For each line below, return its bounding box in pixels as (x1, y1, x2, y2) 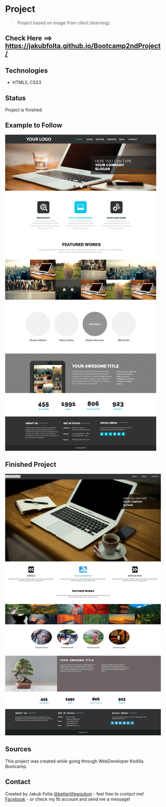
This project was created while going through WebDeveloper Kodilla (5, 758, 144, 764)
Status (5, 94, 26, 102)
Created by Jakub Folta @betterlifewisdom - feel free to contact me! (5, 791, 144, 797)
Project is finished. (5, 107, 43, 113)
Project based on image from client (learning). (17, 20, 111, 26)
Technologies (5, 66, 48, 75)
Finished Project (5, 460, 57, 469)
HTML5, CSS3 (12, 80, 41, 85)
